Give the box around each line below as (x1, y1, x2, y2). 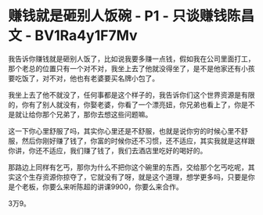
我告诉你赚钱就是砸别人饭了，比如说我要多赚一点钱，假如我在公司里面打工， (8, 54, 255, 63)
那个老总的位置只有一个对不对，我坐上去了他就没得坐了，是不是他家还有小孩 (8, 63, 255, 73)
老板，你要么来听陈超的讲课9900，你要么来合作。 (21, 181, 184, 192)
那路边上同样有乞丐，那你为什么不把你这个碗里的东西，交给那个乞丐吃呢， (8, 162, 248, 172)
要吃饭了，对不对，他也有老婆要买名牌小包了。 (8, 73, 159, 83)
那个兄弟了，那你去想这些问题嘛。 (41, 109, 153, 119)
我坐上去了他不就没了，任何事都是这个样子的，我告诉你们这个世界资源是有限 (8, 90, 255, 99)
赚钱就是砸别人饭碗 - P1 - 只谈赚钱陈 (8, 7, 241, 25)
